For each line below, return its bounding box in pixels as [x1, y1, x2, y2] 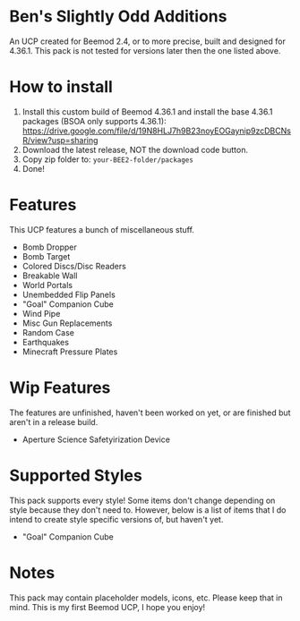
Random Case [21, 327, 74, 337]
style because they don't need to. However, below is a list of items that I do [9, 504, 287, 515]
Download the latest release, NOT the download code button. [21, 144, 249, 155]
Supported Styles [9, 465, 143, 485]
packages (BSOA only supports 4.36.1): [21, 115, 167, 126]
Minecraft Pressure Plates [21, 346, 118, 357]
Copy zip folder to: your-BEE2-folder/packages [21, 154, 194, 165]
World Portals [21, 279, 73, 290]
